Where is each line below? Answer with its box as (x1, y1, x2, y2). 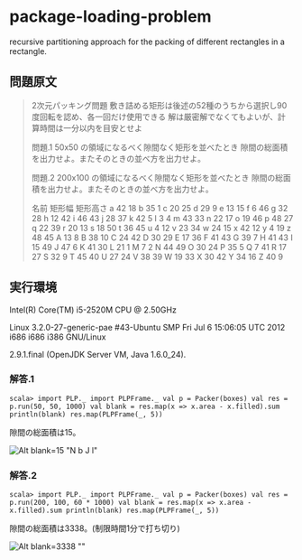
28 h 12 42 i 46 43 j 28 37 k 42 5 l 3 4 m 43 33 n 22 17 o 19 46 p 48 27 (31, 212, 294, 223)
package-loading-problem (9, 6, 212, 27)
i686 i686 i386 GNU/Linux (9, 331, 106, 342)
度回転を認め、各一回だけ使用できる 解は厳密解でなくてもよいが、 (31, 111, 279, 122)
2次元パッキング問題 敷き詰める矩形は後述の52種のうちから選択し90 (31, 99, 288, 110)
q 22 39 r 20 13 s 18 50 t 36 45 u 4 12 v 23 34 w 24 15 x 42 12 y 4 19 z (31, 222, 291, 233)
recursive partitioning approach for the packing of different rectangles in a (9, 36, 286, 47)
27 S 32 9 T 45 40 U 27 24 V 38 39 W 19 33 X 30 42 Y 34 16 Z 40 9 (31, 251, 284, 262)
